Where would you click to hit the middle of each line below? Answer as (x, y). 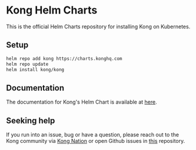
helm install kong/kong (35, 69)
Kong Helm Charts (52, 10)
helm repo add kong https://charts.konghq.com (64, 59)
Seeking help (31, 120)
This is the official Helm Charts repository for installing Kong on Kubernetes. (98, 26)
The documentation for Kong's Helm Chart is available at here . (82, 102)
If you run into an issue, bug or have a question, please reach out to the (93, 135)
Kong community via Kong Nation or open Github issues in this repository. (96, 141)
